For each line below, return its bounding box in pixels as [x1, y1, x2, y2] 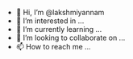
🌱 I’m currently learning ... [15, 25, 102, 33]
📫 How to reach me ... [15, 42, 91, 51]
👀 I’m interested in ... [15, 16, 85, 26]
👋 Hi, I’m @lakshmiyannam [15, 8, 105, 17]
